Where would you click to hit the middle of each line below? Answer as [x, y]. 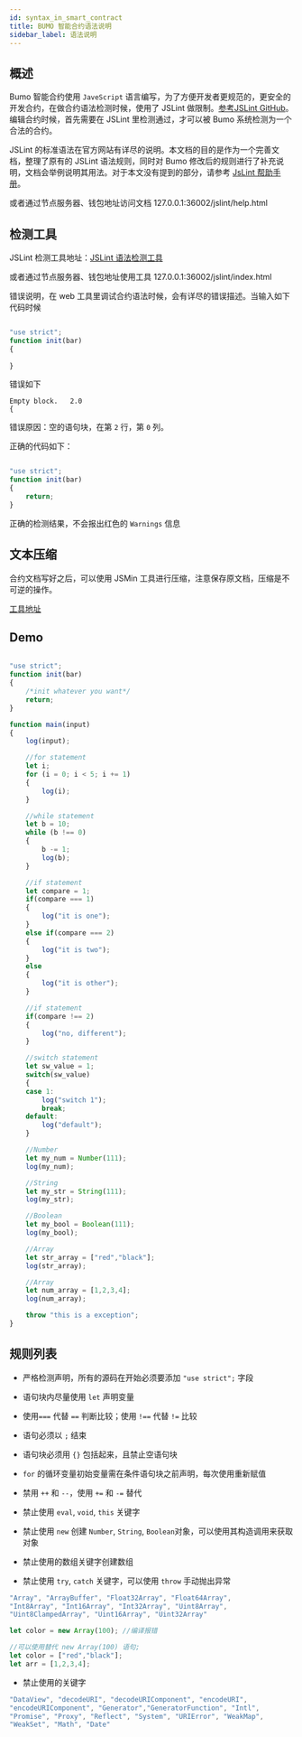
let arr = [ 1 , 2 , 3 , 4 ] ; [50, 1664]
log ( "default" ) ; [72, 1125]
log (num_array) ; [56, 1299]
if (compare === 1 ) [60, 900]
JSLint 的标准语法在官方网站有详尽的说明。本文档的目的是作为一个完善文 [145, 150]
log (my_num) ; [50, 1166]
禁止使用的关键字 [54, 1682]
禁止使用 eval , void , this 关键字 [81, 1512]
